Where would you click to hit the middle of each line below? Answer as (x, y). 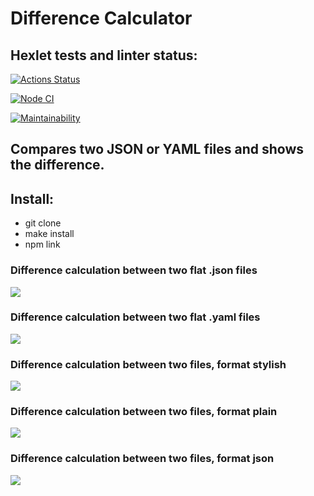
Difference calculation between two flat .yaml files (135, 317)
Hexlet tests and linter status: (104, 55)
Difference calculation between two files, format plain (144, 412)
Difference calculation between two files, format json (142, 459)
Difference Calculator (101, 18)
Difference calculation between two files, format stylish (148, 364)
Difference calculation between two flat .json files (134, 270)
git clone (43, 223)
